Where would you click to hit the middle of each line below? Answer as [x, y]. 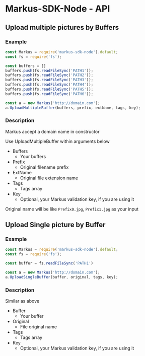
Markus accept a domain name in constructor [52, 131]
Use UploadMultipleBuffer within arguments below [57, 141]
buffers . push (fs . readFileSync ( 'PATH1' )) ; [49, 70]
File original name [38, 327]
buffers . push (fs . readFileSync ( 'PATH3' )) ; [49, 80]
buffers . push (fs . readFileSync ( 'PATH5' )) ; [49, 89]
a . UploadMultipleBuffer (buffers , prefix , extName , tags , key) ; [73, 108]
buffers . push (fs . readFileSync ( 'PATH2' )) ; [49, 75]
